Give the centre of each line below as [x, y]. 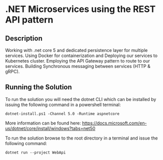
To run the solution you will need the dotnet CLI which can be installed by [81, 99]
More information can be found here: [43, 123]
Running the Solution [39, 87]
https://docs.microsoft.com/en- [114, 123]
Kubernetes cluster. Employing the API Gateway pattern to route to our [77, 61]
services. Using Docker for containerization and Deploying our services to [81, 55]
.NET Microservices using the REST [80, 9]
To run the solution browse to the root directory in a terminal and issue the [81, 138]
